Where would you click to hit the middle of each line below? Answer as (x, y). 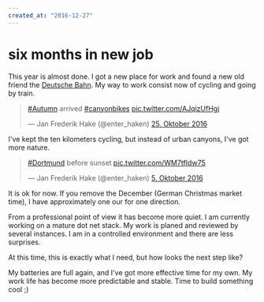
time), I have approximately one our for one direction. (95, 201)
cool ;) (19, 289)
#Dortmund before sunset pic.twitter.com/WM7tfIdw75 (117, 162)
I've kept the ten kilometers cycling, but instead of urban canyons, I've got (128, 139)
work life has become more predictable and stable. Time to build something (131, 281)
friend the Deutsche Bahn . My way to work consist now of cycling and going (132, 84)
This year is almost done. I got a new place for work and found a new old (126, 76)
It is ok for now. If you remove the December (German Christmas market (125, 193)
